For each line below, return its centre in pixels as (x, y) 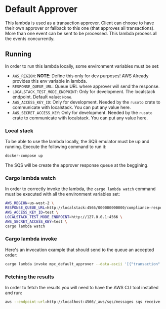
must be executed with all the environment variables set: (62, 194)
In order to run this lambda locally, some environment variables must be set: (82, 66)
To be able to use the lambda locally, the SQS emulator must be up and (77, 142)
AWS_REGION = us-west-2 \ (30, 203)
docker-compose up (24, 156)
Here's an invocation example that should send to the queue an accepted (80, 250)
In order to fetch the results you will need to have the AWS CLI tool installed (82, 287)
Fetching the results (30, 277)
